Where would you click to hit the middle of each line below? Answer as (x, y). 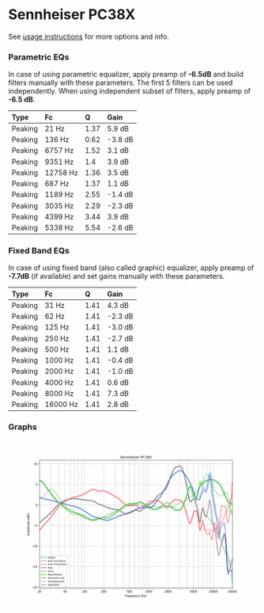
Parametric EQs (39, 57)
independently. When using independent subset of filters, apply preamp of (130, 91)
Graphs (23, 427)
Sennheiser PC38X (72, 15)
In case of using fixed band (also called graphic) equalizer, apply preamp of (131, 268)
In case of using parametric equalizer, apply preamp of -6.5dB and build (126, 74)
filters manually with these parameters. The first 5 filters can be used (121, 83)
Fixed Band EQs (39, 250)
